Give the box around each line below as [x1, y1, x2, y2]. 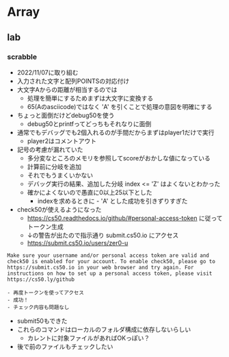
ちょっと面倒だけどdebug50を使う [16, 111, 115, 119]
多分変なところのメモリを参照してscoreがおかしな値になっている [27, 153, 211, 162]
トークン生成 [27, 222, 64, 230]
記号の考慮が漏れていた [16, 145, 83, 153]
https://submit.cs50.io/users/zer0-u [27, 238, 129, 247]
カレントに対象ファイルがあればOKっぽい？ [27, 334, 150, 342]
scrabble [7, 52, 38, 62]
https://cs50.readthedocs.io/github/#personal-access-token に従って [27, 214, 224, 222]
